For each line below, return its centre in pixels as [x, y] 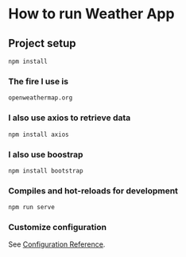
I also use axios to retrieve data [70, 118]
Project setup [43, 43]
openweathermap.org [41, 98]
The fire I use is [39, 81]
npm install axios [39, 134]
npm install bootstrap [46, 171]
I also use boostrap [46, 154]
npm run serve [32, 208]
